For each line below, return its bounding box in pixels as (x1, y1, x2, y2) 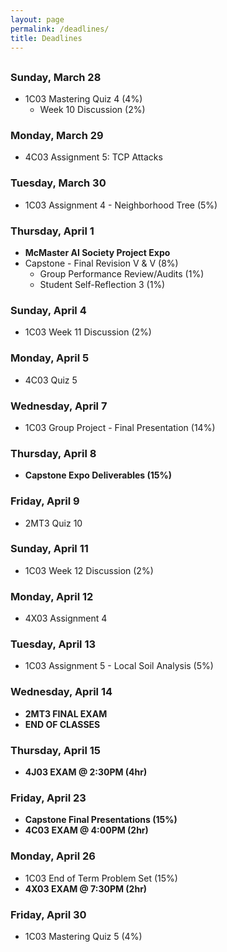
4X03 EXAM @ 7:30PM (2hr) (24, 882, 148, 895)
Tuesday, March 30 (10, 176, 107, 190)
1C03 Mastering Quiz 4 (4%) (24, 93, 143, 105)
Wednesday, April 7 (10, 399, 108, 413)
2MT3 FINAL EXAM (24, 707, 108, 720)
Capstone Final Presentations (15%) (24, 814, 178, 826)
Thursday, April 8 (10, 446, 97, 460)
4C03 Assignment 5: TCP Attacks (24, 151, 163, 163)
